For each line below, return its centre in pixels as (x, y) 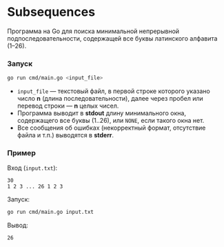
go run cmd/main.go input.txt (51, 212)
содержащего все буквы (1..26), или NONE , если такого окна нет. (111, 121)
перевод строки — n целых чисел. (68, 106)
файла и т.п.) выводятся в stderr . (65, 135)
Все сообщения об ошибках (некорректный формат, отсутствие (111, 128)
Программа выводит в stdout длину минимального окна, (101, 113)
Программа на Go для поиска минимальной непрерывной (93, 31)
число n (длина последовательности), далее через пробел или (110, 99)
